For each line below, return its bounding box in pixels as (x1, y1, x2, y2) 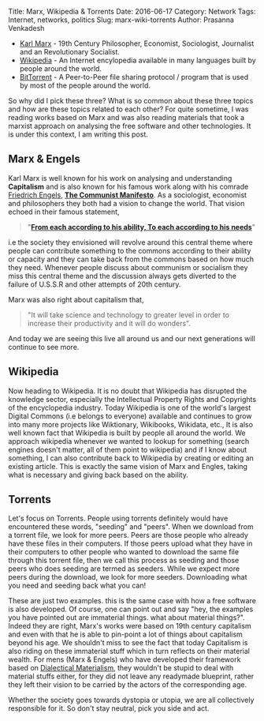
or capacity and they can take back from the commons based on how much (8, 254, 255, 264)
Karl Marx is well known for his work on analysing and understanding (8, 173, 232, 182)
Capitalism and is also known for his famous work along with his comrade (8, 182, 249, 191)
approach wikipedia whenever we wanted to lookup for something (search (8, 436, 250, 445)
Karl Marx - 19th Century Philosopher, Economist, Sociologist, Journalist (19, 39, 255, 48)
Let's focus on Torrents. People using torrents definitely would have (8, 513, 229, 524)
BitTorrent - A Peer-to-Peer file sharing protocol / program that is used (19, 73, 249, 81)
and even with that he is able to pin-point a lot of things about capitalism (8, 629, 243, 639)
